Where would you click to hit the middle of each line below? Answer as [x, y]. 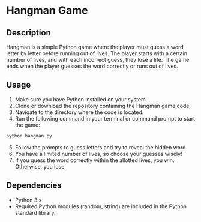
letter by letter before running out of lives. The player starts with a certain [97, 53]
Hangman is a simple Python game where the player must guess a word [95, 47]
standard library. [35, 212]
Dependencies [34, 186]
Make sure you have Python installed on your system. [81, 99]
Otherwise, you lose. [40, 166]
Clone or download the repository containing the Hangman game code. [103, 106]
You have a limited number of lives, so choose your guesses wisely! [98, 154]
